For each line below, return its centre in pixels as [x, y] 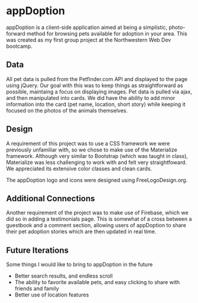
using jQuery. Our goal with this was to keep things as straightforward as [95, 85]
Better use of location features [52, 295]
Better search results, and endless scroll [64, 276]
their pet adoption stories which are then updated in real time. [81, 231]
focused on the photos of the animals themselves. [67, 110]
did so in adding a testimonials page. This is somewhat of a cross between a [99, 219]
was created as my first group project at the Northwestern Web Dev [89, 40]
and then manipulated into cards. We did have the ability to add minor [91, 98]
